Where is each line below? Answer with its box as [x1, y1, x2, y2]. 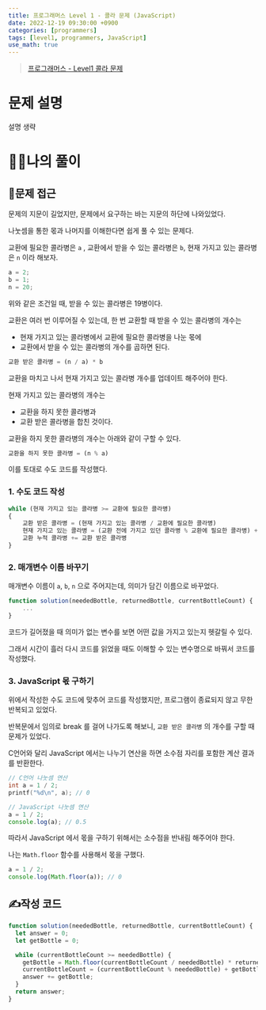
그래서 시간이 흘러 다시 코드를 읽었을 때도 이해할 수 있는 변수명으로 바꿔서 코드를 [8, 644, 256, 653]
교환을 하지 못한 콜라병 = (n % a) [8, 449, 109, 458]
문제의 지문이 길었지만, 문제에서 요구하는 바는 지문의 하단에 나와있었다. [8, 209, 226, 218]
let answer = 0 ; [15, 929, 69, 937]
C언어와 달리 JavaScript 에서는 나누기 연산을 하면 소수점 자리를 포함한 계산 [8, 749, 240, 758]
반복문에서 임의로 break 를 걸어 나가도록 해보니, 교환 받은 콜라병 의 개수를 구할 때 [8, 722, 255, 731]
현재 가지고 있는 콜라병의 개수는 [8, 389, 106, 400]
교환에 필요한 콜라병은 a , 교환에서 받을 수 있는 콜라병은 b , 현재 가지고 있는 [8, 243, 237, 252]
